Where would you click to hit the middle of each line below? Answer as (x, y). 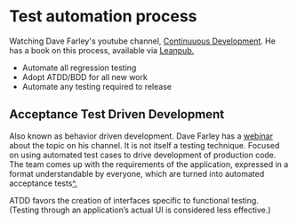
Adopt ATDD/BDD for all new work (85, 76)
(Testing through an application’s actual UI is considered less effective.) (140, 210)
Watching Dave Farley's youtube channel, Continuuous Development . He (142, 41)
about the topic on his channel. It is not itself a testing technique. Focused (144, 145)
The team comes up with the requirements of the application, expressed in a (149, 164)
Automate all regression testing (79, 68)
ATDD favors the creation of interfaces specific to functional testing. (134, 200)
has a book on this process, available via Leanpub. (102, 50)
